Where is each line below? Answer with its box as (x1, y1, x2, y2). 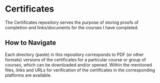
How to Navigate (5, 39, 57, 47)
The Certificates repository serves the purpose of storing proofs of (5, 19, 139, 25)
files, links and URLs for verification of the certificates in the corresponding (5, 67, 155, 73)
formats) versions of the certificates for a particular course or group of (5, 57, 146, 63)
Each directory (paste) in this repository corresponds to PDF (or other (5, 51, 144, 57)
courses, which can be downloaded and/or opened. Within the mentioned (5, 62, 152, 67)
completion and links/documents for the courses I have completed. (5, 24, 139, 30)
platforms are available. (5, 72, 52, 78)
